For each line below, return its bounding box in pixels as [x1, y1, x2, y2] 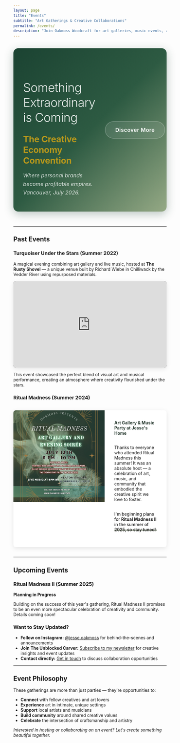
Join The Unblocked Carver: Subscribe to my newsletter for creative [20, 645, 159, 651]
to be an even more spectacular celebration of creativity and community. [13, 606, 159, 613]
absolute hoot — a [114, 466, 151, 471]
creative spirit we [114, 491, 149, 497]
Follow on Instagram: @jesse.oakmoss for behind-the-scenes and [20, 635, 154, 641]
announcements [20, 640, 53, 646]
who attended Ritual [114, 450, 155, 456]
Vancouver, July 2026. [23, 189, 80, 196]
